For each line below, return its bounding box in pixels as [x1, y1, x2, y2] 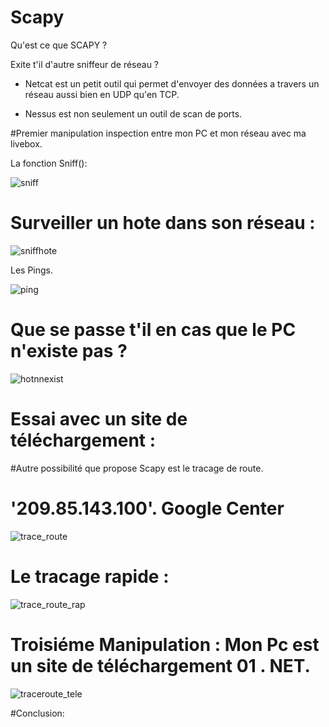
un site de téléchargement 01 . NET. [10, 654, 311, 677]
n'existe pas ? [10, 340, 128, 363]
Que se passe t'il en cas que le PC [10, 319, 297, 341]
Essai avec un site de [10, 408, 188, 430]
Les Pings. [10, 264, 54, 276]
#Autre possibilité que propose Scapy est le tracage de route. [10, 462, 264, 474]
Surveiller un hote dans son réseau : [10, 212, 316, 235]
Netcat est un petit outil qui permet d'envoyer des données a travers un [24, 77, 320, 90]
